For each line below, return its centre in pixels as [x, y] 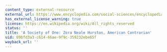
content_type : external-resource [40, 10]
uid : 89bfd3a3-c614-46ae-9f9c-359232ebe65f [51, 38]
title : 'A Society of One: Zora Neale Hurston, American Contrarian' [79, 33]
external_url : [20, 14]
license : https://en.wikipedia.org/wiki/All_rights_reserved [70, 24]
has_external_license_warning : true [43, 19]
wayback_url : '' [22, 42]
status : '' [16, 28]
